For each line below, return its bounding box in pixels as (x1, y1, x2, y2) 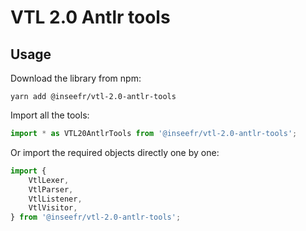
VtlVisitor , (28, 203, 78, 213)
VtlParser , (28, 184, 74, 195)
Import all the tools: (10, 109, 90, 121)
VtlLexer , (28, 175, 70, 185)
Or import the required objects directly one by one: (10, 146, 220, 158)
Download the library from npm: (10, 72, 142, 84)
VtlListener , (28, 194, 83, 204)
